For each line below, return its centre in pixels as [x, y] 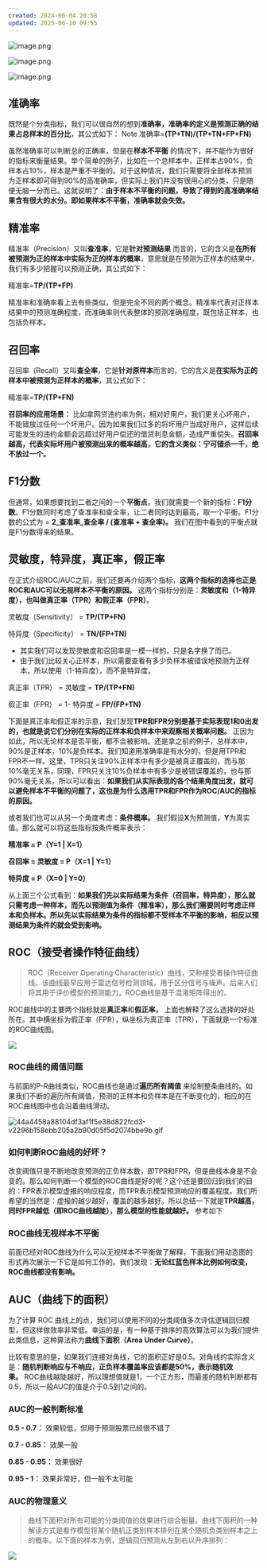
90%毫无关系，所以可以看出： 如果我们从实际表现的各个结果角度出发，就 [128, 781]
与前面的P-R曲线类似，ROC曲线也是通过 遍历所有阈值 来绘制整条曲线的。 [127, 1085]
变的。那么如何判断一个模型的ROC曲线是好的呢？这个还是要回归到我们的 [127, 1181]
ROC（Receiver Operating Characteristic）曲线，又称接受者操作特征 [139, 973]
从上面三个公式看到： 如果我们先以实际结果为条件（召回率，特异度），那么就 [132, 895]
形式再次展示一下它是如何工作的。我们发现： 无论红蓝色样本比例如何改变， [130, 1262]
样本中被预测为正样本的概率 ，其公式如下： [78, 380]
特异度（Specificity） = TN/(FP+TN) [68, 634]
